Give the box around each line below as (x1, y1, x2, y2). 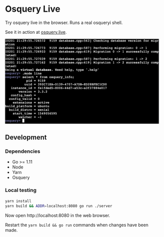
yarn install (5, 198, 32, 204)
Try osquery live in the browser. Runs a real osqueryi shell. (5, 20, 123, 25)
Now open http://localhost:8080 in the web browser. (5, 213, 110, 218)
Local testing (5, 187, 37, 194)
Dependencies (5, 148, 41, 155)
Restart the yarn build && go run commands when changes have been (5, 222, 149, 228)
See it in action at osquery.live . (5, 29, 67, 35)
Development (5, 133, 47, 142)
